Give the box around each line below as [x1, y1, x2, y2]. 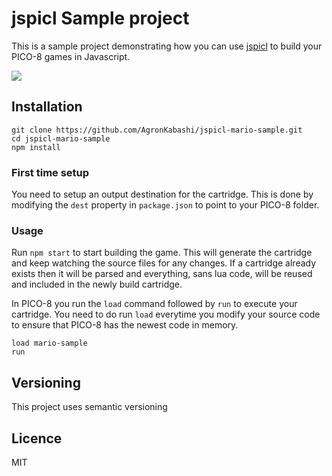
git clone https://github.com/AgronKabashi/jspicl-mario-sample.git [11, 125, 303, 135]
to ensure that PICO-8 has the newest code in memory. [11, 319, 239, 331]
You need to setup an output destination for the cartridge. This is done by [11, 188, 314, 201]
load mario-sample [11, 338, 88, 349]
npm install [11, 142, 61, 152]
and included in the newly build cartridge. [11, 278, 183, 291]
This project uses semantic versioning [11, 401, 168, 413]
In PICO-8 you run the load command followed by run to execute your [11, 298, 298, 310]
